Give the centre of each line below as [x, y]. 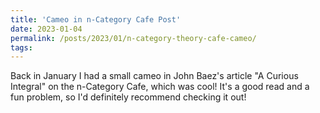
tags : [21, 47]
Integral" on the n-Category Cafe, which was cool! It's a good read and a [160, 87]
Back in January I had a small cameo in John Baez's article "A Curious [154, 76]
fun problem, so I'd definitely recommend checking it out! [128, 97]
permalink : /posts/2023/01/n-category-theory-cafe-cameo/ [133, 38]
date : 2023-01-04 [46, 29]
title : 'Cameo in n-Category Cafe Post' [96, 19]
